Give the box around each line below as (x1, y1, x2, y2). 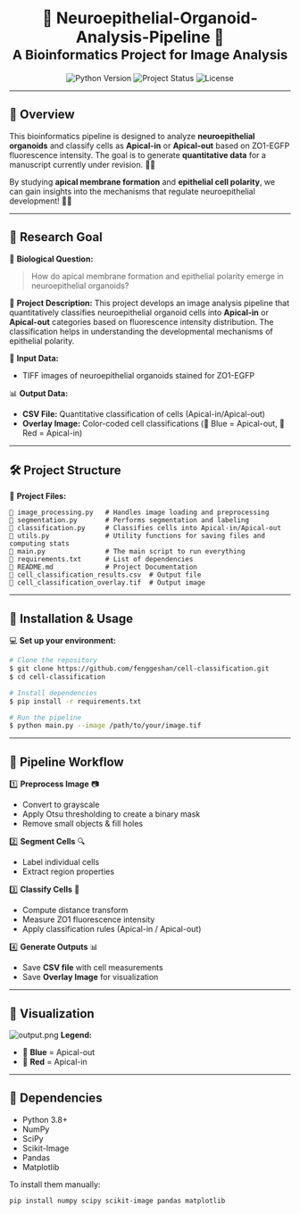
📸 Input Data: (9, 353, 59, 363)
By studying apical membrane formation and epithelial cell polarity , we (9, 176, 275, 187)
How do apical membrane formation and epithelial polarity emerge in (30, 270, 284, 281)
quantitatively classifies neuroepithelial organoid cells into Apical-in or (9, 307, 270, 318)
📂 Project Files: (9, 491, 67, 502)
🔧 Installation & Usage (9, 611, 134, 626)
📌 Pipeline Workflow (9, 754, 124, 769)
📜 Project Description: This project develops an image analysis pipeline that (9, 297, 290, 308)
